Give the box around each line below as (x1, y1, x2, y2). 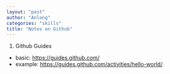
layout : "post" (6, 8, 45, 15)
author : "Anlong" (6, 15, 51, 21)
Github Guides (15, 42, 52, 50)
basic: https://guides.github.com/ (15, 54, 100, 61)
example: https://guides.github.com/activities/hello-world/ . (15, 61, 164, 68)
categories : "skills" (6, 20, 62, 26)
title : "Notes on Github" (6, 25, 72, 32)
